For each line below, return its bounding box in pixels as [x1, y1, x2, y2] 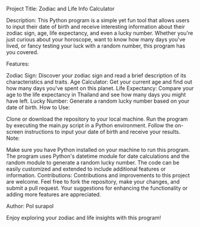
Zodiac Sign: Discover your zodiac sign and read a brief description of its [6, 72, 187, 79]
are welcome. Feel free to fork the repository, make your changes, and [6, 178, 180, 185]
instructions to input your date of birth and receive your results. [24, 129, 181, 135]
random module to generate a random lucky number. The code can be [6, 159, 180, 166]
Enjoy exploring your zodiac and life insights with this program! [6, 214, 162, 221]
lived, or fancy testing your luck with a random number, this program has [6, 42, 186, 49]
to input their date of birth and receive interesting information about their [6, 23, 186, 30]
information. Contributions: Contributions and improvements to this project [6, 172, 190, 179]
